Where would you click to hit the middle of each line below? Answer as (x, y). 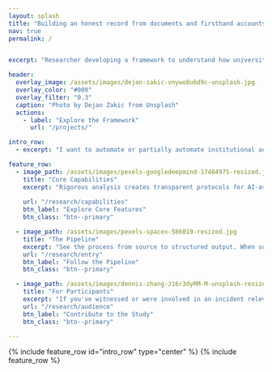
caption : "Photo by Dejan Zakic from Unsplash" (98, 105)
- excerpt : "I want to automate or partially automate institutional (135, 150)
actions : (30, 113)
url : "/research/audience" (68, 306)
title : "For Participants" (68, 292)
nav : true (25, 31)
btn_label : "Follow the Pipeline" (81, 262)
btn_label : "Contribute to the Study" (88, 314)
